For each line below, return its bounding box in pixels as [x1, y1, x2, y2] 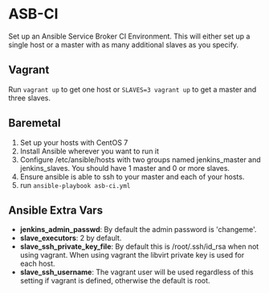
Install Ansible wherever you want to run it [19, 146, 159, 156]
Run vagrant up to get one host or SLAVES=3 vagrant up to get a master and [8, 84, 257, 94]
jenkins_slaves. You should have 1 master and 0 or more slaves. [19, 163, 230, 173]
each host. [19, 258, 55, 269]
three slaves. [8, 93, 51, 103]
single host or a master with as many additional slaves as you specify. [8, 39, 239, 49]
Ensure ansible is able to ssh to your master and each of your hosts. [19, 172, 245, 181]
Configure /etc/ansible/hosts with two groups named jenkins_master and [19, 154, 261, 165]
